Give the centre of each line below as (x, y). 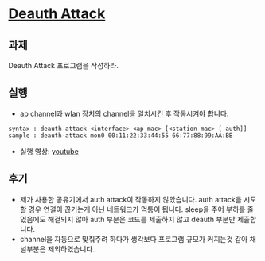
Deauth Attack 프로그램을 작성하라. (64, 65)
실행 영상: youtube (49, 151)
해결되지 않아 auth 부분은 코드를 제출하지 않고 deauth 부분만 (142, 219)
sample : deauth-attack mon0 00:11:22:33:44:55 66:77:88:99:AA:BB (121, 136)
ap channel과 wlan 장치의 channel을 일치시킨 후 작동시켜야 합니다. (124, 113)
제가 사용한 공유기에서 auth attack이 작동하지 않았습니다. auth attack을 (131, 199)
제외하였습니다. (71, 249)
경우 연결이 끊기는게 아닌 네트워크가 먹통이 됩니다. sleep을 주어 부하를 (137, 209)
